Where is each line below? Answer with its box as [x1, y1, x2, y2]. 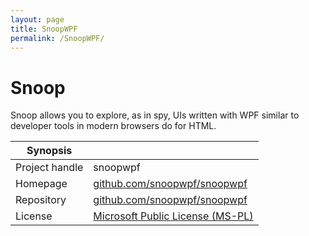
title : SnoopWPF [10, 24, 78, 34]
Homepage [15, 177, 68, 191]
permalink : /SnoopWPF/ [10, 33, 105, 43]
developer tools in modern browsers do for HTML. [10, 120, 217, 132]
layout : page [10, 14, 65, 25]
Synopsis [26, 144, 73, 158]
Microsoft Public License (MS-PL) [93, 209, 254, 223]
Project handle [15, 161, 84, 175]
